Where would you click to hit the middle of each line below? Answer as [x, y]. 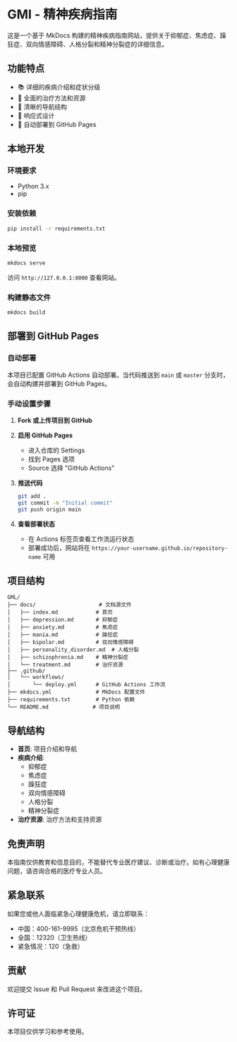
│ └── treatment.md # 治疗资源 [65, 665]
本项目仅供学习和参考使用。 [48, 1031]
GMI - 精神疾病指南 [62, 14]
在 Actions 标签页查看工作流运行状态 [81, 539]
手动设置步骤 [29, 404]
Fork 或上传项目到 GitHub [55, 420]
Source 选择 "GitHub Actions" [71, 468]
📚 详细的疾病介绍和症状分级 [59, 87]
